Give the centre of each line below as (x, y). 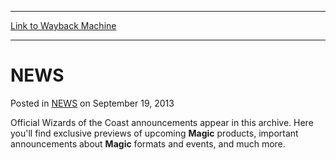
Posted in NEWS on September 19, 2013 (92, 103)
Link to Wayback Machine (63, 25)
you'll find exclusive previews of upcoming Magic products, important (154, 133)
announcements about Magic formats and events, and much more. (148, 143)
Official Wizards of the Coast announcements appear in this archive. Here (162, 122)
